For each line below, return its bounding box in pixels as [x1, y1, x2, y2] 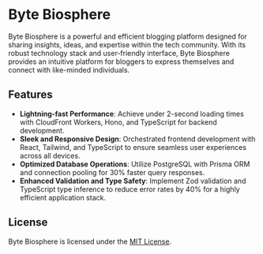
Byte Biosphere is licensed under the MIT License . [8, 237, 172, 246]
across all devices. [19, 151, 81, 160]
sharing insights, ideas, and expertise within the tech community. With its [8, 39, 246, 49]
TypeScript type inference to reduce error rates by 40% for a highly [19, 184, 240, 194]
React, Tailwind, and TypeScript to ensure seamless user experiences [19, 142, 247, 151]
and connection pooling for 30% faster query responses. [19, 167, 205, 177]
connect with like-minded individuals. [8, 65, 130, 74]
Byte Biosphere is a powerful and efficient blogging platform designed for [8, 32, 247, 41]
